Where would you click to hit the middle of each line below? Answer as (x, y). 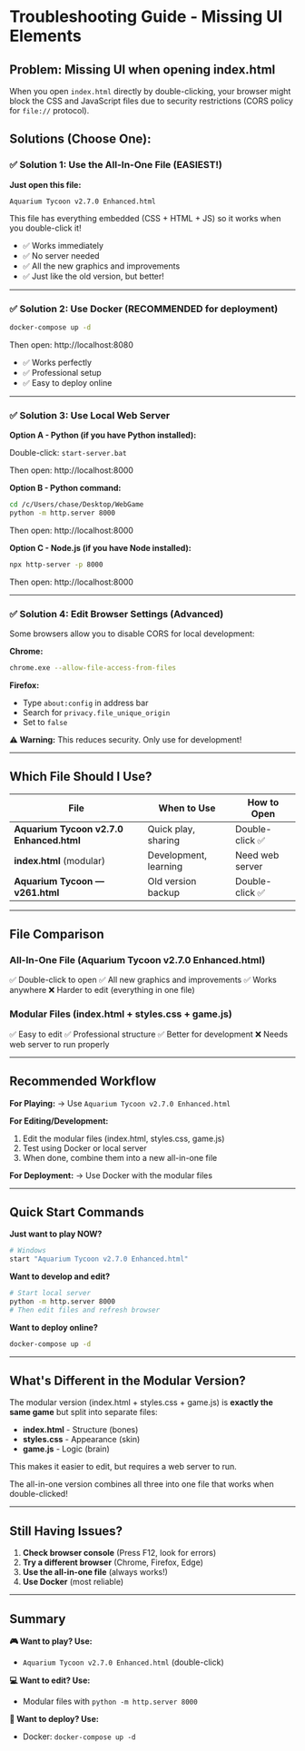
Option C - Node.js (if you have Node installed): (101, 547)
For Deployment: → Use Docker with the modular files (111, 1175)
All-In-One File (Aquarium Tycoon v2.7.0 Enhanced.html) (138, 960)
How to (263, 802)
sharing (163, 840)
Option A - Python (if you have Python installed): (103, 435)
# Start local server (50, 1294)
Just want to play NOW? (56, 1234)
